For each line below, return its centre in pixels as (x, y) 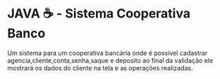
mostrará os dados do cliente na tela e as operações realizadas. (100, 68)
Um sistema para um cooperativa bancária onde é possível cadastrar (108, 53)
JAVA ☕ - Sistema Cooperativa (99, 14)
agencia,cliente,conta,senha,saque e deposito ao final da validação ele (110, 60)
